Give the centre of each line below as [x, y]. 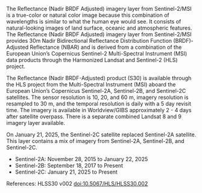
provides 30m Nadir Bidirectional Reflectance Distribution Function [89, 41]
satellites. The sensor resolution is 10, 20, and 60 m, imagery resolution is [97, 97]
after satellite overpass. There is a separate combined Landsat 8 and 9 [94, 116]
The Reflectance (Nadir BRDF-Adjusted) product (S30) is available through [99, 78]
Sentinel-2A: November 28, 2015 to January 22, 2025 [81, 159]
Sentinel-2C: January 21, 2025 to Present [66, 172]
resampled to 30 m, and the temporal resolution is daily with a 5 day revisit [99, 104]
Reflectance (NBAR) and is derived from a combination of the [106, 47]
